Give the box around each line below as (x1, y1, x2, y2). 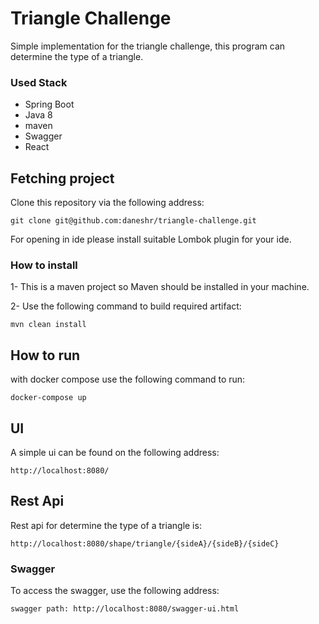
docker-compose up (10, 393, 87, 403)
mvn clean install (10, 320, 87, 330)
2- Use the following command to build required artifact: (10, 300, 242, 312)
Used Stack (10, 75, 68, 89)
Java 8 (24, 109, 53, 121)
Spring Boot (24, 98, 75, 111)
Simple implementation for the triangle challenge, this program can (10, 40, 286, 52)
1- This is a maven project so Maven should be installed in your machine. (10, 281, 310, 293)
